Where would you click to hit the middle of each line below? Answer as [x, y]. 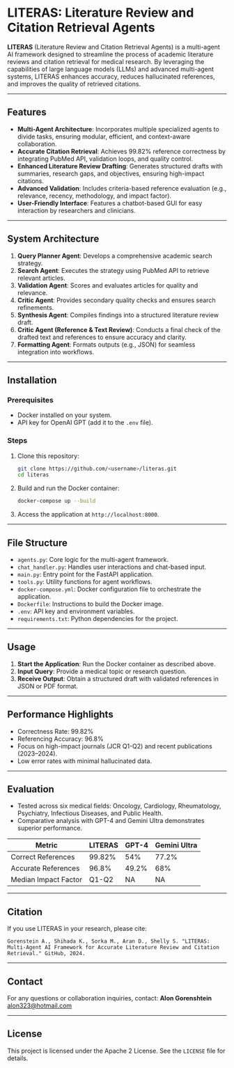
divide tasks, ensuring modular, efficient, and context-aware [103, 136]
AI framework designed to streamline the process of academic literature [110, 54]
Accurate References [45, 868]
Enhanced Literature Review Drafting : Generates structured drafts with [120, 166]
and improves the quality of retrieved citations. [74, 84]
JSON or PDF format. [48, 686]
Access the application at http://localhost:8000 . [88, 515]
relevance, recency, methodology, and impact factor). [94, 196]
